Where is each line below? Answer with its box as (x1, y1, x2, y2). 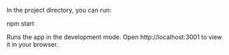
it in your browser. (6, 40, 59, 48)
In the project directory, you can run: (6, 6, 112, 14)
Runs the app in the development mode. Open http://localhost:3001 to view (6, 33, 223, 41)
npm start (6, 19, 35, 27)
